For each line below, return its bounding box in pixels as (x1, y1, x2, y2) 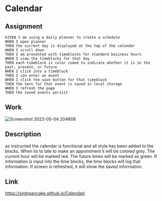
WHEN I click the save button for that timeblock (5, 77, 107, 82)
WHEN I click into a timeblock (5, 69, 68, 74)
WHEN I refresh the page (5, 86, 55, 91)
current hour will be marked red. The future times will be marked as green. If (5, 153, 157, 159)
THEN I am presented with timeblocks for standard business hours (5, 52, 142, 57)
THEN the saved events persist (5, 90, 68, 95)
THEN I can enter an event (5, 73, 59, 78)
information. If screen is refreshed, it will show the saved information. (5, 163, 143, 170)
